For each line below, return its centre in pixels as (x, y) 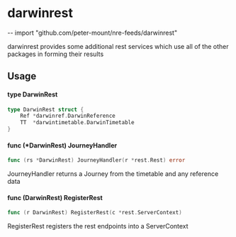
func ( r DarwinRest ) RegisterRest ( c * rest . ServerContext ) (95, 213)
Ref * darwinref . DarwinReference (68, 116)
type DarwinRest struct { (45, 109)
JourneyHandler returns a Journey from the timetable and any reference (113, 174)
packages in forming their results (56, 54)
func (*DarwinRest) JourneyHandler (62, 145)
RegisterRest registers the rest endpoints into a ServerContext (98, 226)
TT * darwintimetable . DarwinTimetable (77, 123)
